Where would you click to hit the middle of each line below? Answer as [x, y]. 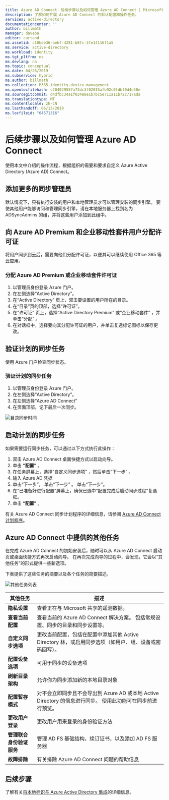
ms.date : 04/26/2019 [27, 71]
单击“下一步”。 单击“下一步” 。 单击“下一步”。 [60, 484]
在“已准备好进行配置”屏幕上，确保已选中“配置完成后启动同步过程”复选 [85, 490]
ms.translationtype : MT [30, 99]
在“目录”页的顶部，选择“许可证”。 [47, 306]
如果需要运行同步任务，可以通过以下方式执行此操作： [60, 448]
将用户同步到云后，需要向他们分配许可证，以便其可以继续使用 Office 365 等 [83, 255]
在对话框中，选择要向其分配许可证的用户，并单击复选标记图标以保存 [83, 325]
